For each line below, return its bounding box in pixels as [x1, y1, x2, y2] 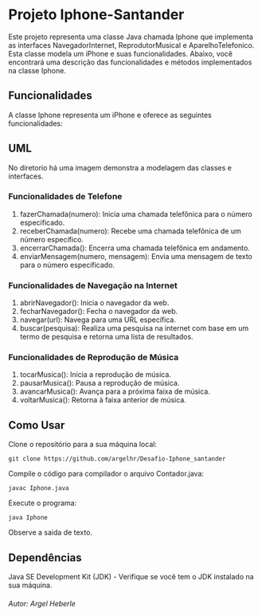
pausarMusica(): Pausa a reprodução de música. [19, 379, 180, 388]
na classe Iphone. [8, 65, 66, 75]
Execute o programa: [8, 498, 77, 508]
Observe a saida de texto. [8, 528, 93, 537]
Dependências [8, 551, 82, 564]
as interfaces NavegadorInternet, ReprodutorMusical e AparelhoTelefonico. [8, 40, 255, 49]
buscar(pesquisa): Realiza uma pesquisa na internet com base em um [19, 324, 249, 333]
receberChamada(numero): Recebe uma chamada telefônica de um [19, 226, 241, 236]
